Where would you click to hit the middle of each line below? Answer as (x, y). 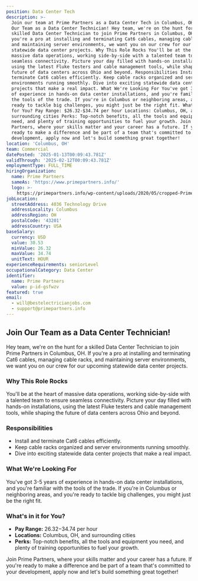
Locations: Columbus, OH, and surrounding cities (75, 535)
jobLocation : (22, 199)
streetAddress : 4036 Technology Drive (59, 204)
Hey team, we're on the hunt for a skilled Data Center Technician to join (93, 347)
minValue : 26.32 (31, 248)
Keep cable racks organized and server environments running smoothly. (102, 447)
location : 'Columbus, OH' (38, 143)
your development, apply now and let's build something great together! (92, 572)
